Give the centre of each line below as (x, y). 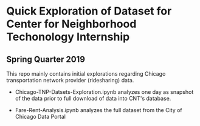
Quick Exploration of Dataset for (89, 11)
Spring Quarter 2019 (46, 59)
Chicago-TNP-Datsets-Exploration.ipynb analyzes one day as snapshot (104, 92)
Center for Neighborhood (71, 24)
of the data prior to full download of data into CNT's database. (93, 98)
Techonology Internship (68, 37)
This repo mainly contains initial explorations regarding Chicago (86, 74)
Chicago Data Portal (40, 117)
